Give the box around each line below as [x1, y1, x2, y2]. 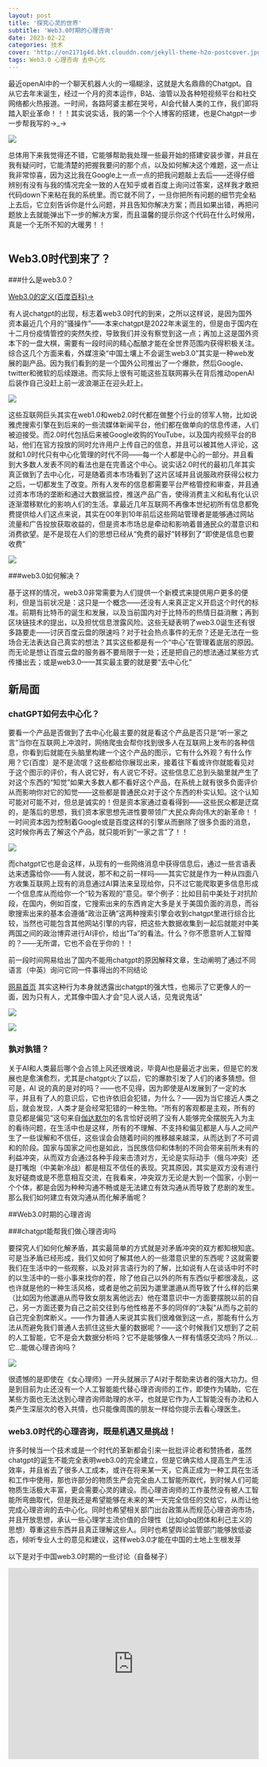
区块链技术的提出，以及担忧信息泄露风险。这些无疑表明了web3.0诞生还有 [8, 617, 249, 627]
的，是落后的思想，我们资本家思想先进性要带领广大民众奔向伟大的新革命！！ [8, 807, 259, 817]
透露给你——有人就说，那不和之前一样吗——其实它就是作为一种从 [21, 869, 238, 879]
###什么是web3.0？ [8, 275, 74, 284]
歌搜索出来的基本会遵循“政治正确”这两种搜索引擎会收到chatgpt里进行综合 [8, 909, 249, 918]
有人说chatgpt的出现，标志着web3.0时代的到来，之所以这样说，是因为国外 [8, 308, 253, 318]
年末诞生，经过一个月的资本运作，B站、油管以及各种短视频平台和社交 [29, 88, 257, 98]
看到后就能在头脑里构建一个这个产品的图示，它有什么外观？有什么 [29, 748, 245, 757]
